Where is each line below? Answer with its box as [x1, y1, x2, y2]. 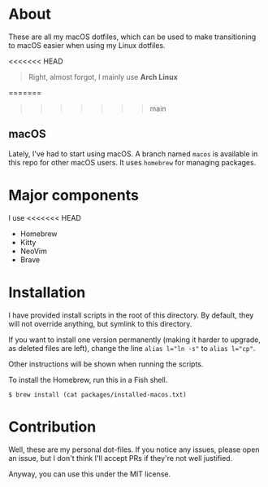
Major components [8, 186, 140, 204]
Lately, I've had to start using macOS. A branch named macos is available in [8, 148, 258, 159]
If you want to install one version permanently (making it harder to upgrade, [8, 335, 262, 344]
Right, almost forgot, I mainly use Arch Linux [28, 72, 179, 81]
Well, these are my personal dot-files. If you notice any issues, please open [8, 445, 260, 454]
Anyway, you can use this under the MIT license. [8, 469, 171, 479]
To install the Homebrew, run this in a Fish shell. [8, 375, 168, 384]
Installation [8, 283, 86, 301]
